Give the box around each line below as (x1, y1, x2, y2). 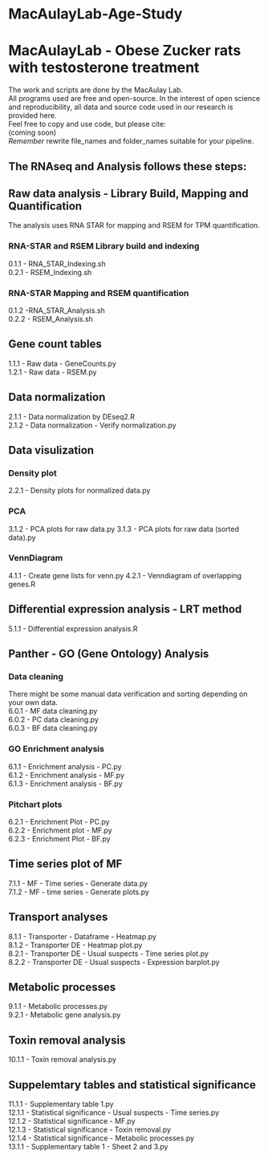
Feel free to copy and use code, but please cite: (8, 120, 166, 129)
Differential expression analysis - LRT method (8, 602, 242, 616)
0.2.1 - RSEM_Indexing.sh (8, 267, 92, 277)
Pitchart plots (8, 799, 63, 810)
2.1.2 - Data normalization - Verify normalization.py (8, 420, 177, 430)
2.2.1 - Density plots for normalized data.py (8, 486, 151, 496)
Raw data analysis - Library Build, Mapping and (8, 186, 249, 201)
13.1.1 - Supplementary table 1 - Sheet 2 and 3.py (8, 1141, 169, 1151)
